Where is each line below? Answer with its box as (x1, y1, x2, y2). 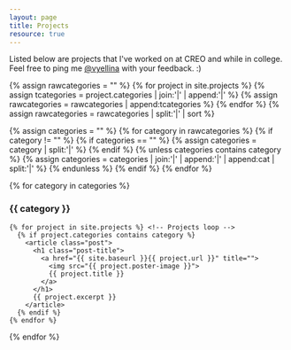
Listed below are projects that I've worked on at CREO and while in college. (9, 54, 283, 65)
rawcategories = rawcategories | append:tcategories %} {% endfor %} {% (9, 99, 280, 110)
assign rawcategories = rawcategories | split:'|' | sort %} (9, 108, 215, 120)
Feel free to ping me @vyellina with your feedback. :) (9, 63, 202, 74)
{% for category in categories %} (9, 181, 131, 191)
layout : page (9, 12, 57, 22)
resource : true (9, 29, 65, 38)
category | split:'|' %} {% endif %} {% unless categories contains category (9, 144, 281, 155)
